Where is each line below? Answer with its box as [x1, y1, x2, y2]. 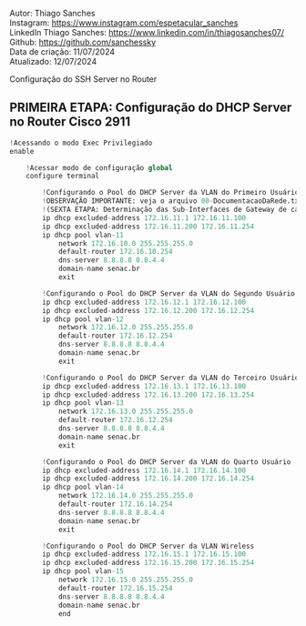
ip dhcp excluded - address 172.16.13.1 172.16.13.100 [42, 381, 247, 390]
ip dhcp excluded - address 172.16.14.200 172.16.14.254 [42, 474, 255, 483]
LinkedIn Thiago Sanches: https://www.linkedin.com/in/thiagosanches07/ [9, 27, 285, 37]
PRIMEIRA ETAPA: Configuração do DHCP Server [9, 100, 292, 116]
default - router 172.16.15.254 [57, 583, 173, 592]
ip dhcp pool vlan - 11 [42, 230, 125, 239]
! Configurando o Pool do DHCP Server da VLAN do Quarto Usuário [42, 457, 291, 467]
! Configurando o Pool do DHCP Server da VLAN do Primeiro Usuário [42, 188, 300, 197]
